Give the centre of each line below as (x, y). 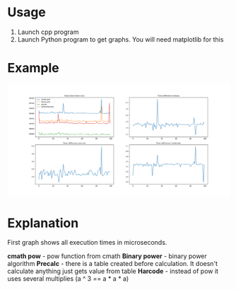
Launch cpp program (48, 32)
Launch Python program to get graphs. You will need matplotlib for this (120, 39)
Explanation (43, 223)
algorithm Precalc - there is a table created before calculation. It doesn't (112, 264)
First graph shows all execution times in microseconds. (87, 243)
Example (33, 68)
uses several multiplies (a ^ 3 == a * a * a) (68, 279)
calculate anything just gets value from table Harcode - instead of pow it (113, 271)
